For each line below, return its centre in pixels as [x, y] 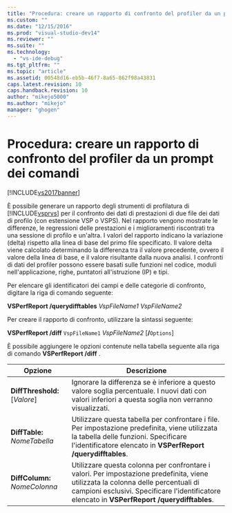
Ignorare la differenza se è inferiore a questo [144, 382]
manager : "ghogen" [33, 110]
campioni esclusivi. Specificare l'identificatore [146, 491]
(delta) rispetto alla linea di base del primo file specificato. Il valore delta [110, 242]
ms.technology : [29, 52]
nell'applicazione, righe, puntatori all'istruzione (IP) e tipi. [88, 272]
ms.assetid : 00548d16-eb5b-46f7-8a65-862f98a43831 [81, 78]
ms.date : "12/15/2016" [40, 26]
